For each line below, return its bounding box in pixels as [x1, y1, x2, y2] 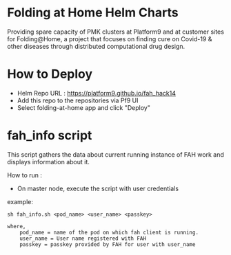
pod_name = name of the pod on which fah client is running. [19, 229, 199, 236]
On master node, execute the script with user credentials [17, 184, 179, 192]
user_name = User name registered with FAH [19, 235, 147, 242]
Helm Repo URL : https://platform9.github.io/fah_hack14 [17, 89, 177, 97]
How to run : [7, 170, 43, 179]
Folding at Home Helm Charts [7, 5, 179, 21]
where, [7, 223, 26, 230]
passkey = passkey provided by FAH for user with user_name [19, 241, 196, 248]
